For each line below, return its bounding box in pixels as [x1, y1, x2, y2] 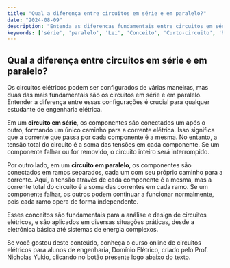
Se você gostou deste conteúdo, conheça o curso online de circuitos [7, 239, 202, 247]
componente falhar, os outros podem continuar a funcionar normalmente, [7, 190, 214, 199]
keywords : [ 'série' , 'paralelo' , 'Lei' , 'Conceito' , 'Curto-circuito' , [7, 29, 216, 36]
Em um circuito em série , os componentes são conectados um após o [7, 119, 205, 127]
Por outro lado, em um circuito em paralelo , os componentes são [7, 161, 192, 169]
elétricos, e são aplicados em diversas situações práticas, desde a [7, 218, 195, 226]
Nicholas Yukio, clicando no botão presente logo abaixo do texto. [7, 253, 191, 261]
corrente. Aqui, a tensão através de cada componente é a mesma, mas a [7, 175, 212, 184]
